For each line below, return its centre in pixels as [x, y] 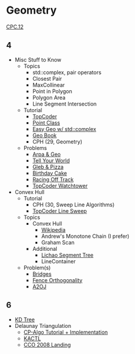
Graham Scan [58, 242]
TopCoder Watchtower [60, 186]
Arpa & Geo [46, 154]
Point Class [46, 123]
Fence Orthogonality [57, 280]
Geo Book [44, 135]
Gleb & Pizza [48, 167]
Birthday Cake [49, 173]
